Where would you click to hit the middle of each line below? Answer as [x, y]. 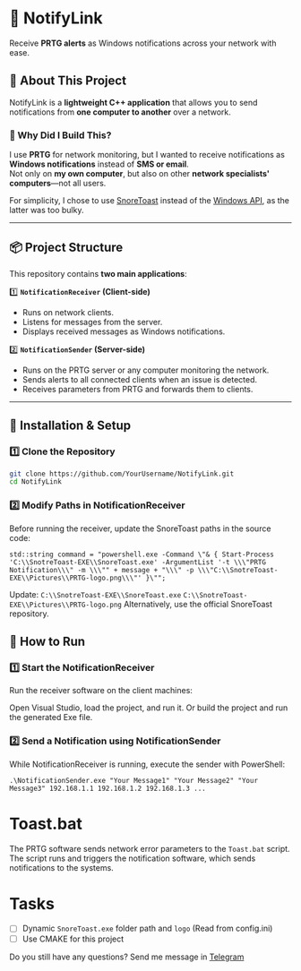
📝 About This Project [68, 81]
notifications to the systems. [61, 867]
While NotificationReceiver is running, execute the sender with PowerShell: [147, 764]
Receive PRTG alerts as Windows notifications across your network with [143, 43]
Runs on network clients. [68, 312]
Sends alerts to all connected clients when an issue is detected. [140, 379]
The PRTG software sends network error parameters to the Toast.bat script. [150, 848]
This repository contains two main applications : [99, 273]
